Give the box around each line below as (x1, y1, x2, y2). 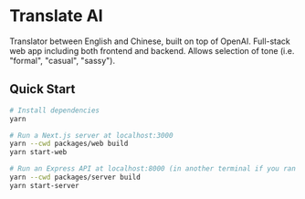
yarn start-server (9, 181, 79, 190)
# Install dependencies (9, 106, 100, 115)
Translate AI (9, 5, 103, 26)
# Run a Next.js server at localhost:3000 (9, 131, 174, 140)
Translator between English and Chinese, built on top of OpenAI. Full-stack (9, 36, 290, 47)
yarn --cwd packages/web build (9, 139, 129, 149)
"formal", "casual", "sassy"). (9, 55, 116, 66)
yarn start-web (9, 148, 68, 157)
